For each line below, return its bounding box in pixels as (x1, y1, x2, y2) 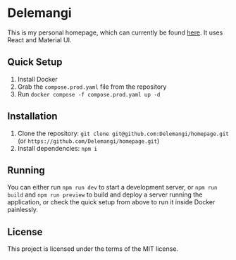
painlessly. (7, 206, 39, 214)
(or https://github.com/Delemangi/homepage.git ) (17, 136, 160, 145)
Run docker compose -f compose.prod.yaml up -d (17, 89, 161, 98)
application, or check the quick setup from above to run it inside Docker (7, 198, 216, 206)
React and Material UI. (7, 35, 72, 44)
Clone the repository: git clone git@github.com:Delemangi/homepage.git (17, 129, 229, 137)
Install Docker (17, 75, 58, 83)
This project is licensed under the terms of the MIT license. (7, 244, 178, 253)
